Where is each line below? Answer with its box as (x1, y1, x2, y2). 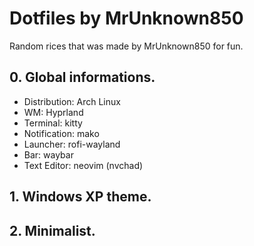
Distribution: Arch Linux (23, 95, 121, 107)
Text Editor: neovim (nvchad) (23, 159, 144, 171)
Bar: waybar (23, 148, 74, 161)
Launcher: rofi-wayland (23, 138, 121, 150)
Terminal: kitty (23, 117, 83, 129)
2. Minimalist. (9, 222, 96, 239)
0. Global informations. (9, 69, 156, 86)
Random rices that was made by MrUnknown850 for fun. (9, 40, 244, 52)
